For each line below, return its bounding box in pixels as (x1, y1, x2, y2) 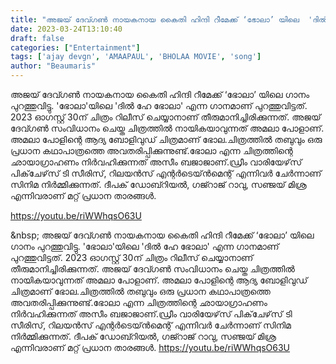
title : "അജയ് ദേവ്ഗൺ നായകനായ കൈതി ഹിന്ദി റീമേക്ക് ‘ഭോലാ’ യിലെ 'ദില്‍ (10, 14, 328, 25)
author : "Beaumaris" (10, 61, 97, 71)
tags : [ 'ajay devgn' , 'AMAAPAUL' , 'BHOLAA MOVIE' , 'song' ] (10, 52, 262, 62)
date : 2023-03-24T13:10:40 (10, 24, 123, 34)
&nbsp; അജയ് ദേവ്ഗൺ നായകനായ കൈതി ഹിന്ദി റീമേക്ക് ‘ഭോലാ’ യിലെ (10, 229, 315, 241)
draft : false (10, 33, 65, 43)
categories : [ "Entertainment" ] (10, 42, 141, 53)
